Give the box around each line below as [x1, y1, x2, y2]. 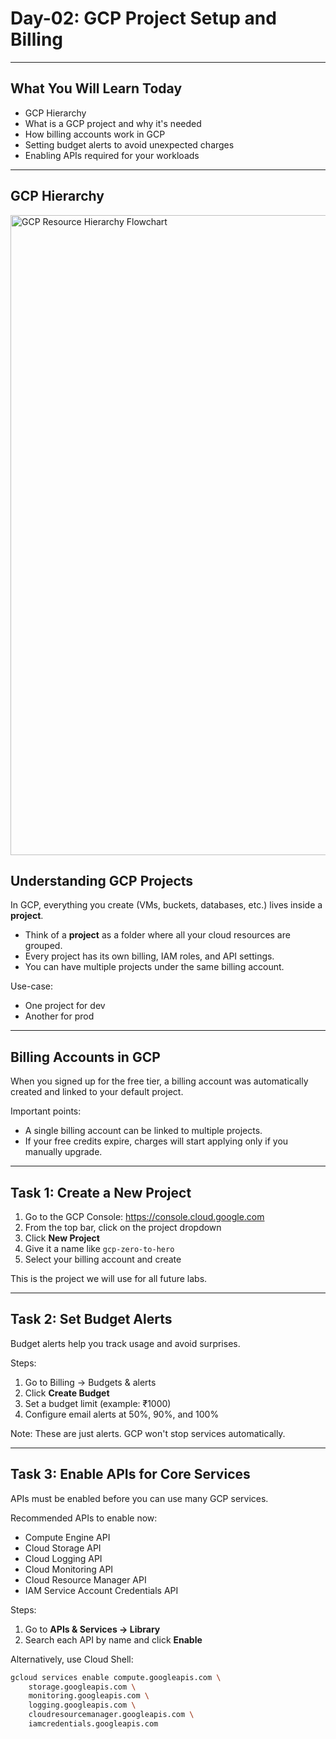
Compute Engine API [24, 1531, 111, 1543]
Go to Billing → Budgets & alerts [24, 1376, 157, 1388]
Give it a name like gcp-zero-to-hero [24, 1243, 175, 1254]
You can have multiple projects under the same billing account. [24, 961, 285, 973]
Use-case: [10, 980, 53, 992]
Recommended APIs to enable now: [10, 1512, 158, 1524]
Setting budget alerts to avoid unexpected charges [24, 138, 235, 151]
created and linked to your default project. [10, 1086, 184, 1098]
